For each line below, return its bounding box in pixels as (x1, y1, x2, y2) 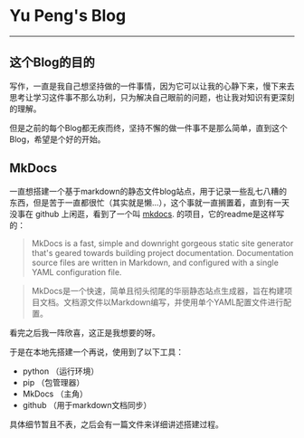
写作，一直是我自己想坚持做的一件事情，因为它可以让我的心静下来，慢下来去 (9, 81, 295, 91)
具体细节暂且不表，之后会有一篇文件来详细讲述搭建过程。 (9, 418, 223, 430)
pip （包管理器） (22, 376, 85, 387)
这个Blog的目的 (9, 55, 95, 71)
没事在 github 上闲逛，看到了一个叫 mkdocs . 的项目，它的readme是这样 (9, 208, 277, 219)
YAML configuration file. (31, 266, 122, 277)
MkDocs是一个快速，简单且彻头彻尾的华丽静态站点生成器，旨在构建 (31, 285, 285, 296)
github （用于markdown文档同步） (22, 399, 152, 410)
